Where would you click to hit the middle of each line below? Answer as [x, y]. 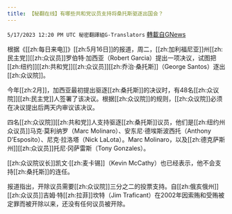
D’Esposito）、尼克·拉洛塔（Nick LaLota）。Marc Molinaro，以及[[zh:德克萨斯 [116, 139]
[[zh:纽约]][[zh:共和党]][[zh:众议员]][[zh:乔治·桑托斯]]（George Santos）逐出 [116, 66]
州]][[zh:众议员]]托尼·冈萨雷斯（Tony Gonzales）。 [78, 148]
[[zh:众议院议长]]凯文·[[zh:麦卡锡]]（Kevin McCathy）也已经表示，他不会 [111, 163]
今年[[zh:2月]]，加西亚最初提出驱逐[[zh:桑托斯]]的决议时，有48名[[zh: [107, 90]
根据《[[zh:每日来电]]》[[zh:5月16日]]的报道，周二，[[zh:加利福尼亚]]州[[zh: [115, 49]
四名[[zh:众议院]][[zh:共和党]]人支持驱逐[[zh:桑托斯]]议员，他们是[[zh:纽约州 [116, 122]
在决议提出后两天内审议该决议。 [53, 107]
